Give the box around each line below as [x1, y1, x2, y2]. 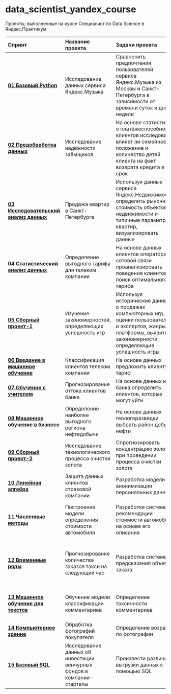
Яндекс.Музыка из [116, 78, 162, 85]
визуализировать [116, 229, 159, 236]
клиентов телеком [65, 363, 110, 370]
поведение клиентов [116, 269, 167, 276]
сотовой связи [116, 257, 152, 264]
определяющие [116, 341, 155, 349]
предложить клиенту [116, 363, 168, 370]
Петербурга [116, 91, 146, 98]
